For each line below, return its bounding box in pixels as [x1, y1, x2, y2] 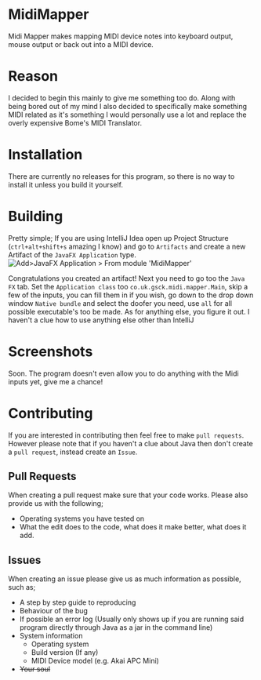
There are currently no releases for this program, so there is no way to [8, 171, 235, 181]
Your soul [19, 664, 51, 674]
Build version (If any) [31, 648, 99, 657]
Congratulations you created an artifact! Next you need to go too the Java [8, 273, 245, 283]
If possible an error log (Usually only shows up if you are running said [19, 614, 245, 624]
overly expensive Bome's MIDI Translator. [8, 118, 143, 127]
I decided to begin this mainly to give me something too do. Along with [8, 93, 236, 103]
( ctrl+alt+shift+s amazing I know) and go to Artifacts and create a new [8, 242, 246, 251]
